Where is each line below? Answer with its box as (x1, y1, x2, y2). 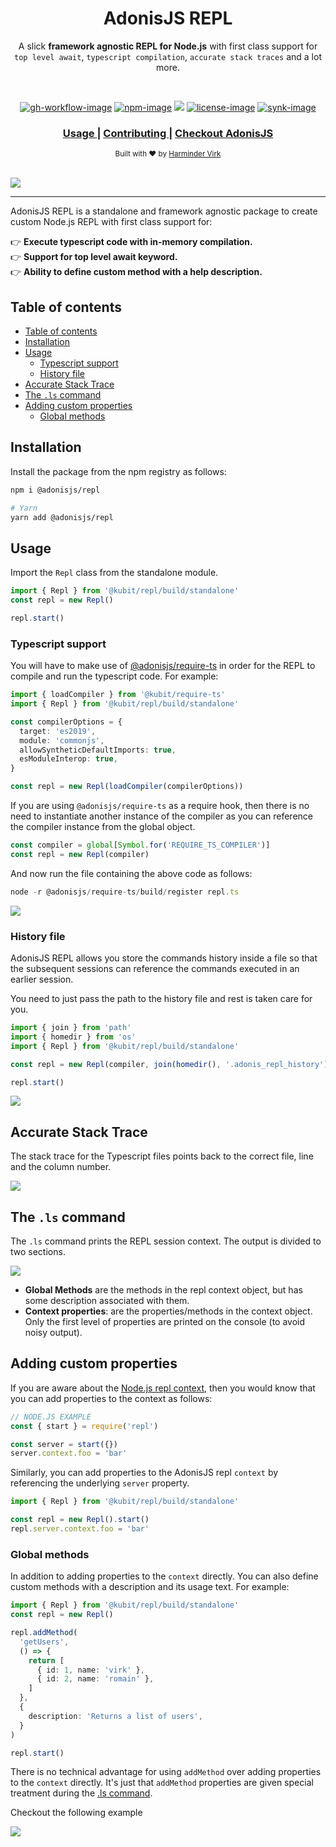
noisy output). (24, 1327, 83, 1339)
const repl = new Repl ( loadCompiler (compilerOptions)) (10, 782, 244, 792)
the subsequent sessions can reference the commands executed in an (10, 963, 300, 975)
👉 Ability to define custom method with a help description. (10, 266, 263, 278)
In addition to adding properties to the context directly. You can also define (10, 1570, 319, 1582)
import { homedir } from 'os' (10, 1032, 137, 1042)
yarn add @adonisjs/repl (10, 512, 114, 522)
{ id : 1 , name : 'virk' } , (36, 1665, 145, 1675)
